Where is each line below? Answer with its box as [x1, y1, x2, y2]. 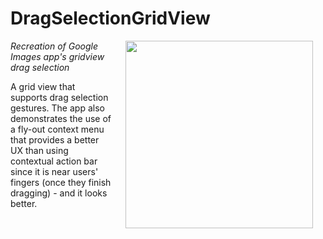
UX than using [10, 144, 69, 156]
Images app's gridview [10, 50, 105, 62]
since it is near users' [10, 165, 99, 177]
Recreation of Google [10, 40, 99, 52]
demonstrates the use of [10, 112, 112, 124]
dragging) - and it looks [10, 187, 108, 199]
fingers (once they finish [10, 176, 112, 188]
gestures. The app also [10, 102, 105, 114]
